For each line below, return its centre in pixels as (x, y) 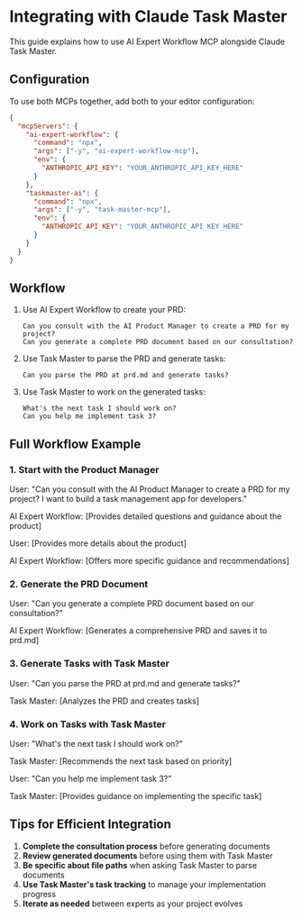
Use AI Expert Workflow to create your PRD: (104, 310)
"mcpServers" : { (48, 126)
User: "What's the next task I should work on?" (96, 743)
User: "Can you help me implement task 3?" (91, 778)
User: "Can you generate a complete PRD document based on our (132, 604)
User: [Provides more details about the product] (98, 543)
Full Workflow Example (75, 444)
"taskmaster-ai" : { (62, 193)
